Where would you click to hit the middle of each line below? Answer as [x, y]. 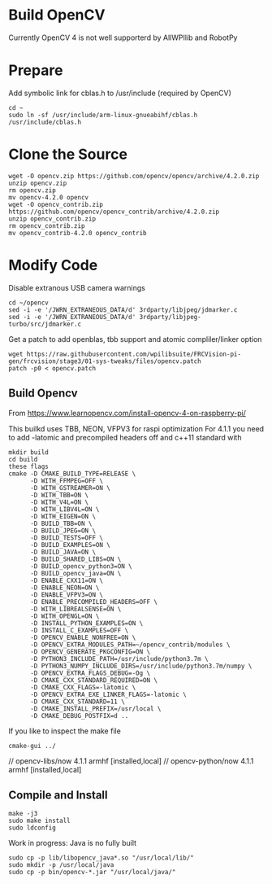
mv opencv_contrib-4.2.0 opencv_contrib [78, 233]
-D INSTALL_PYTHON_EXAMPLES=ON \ [86, 623]
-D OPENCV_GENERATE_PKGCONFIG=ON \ [90, 652]
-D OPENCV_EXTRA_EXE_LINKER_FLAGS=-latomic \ [108, 694]
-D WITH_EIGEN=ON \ [63, 516]
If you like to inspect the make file [65, 731]
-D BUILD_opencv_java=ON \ [76, 573]
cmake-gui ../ [32, 746]
